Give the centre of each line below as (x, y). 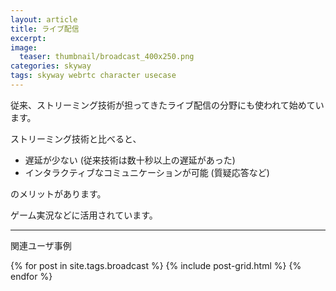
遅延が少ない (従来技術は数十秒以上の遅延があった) (130, 160)
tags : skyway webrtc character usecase (93, 76)
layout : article (44, 19)
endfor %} (31, 276)
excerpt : (28, 38)
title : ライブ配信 (45, 29)
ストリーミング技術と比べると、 (76, 138)
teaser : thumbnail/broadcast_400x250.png (107, 57)
